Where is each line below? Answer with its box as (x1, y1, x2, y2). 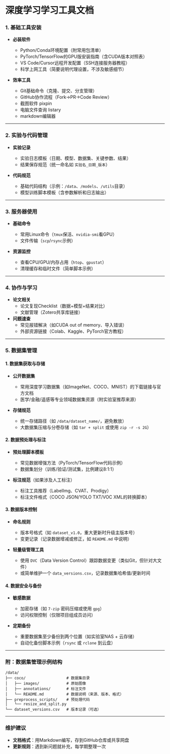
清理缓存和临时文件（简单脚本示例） (20, 266, 96, 272)
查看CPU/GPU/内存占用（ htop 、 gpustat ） (20, 259, 107, 265)
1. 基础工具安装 (5, 24, 42, 31)
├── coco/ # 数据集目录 (5, 675, 90, 681)
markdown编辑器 (20, 113, 56, 119)
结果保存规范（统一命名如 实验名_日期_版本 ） (20, 161, 110, 167)
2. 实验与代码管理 (5, 132, 48, 139)
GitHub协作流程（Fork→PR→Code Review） (20, 94, 112, 100)
